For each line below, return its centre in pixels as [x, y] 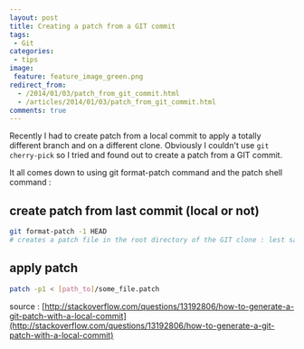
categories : [32, 52]
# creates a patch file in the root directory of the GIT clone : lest [147, 240]
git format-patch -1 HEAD [58, 231]
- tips [26, 60]
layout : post [34, 18]
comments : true [38, 110]
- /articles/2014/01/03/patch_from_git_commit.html [117, 102]
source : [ [27, 306]
